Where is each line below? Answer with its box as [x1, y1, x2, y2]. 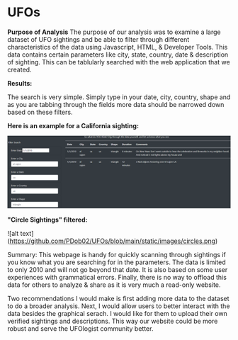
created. [7, 65, 32, 74]
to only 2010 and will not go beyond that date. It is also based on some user [7, 266, 228, 274]
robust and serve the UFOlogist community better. [7, 324, 154, 333]
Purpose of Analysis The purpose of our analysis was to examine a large [7, 28, 221, 36]
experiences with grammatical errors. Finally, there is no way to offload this [7, 273, 227, 282]
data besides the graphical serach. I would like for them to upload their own [7, 310, 228, 318]
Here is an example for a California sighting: [7, 121, 140, 130]
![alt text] [7, 229, 34, 238]
